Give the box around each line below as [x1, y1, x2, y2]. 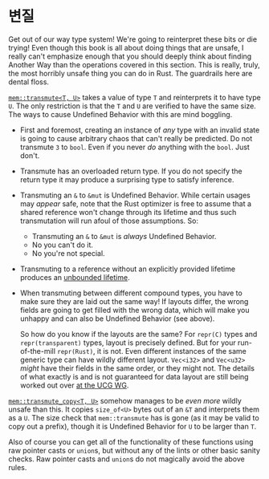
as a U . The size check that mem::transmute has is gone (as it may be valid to [8, 412, 259, 422]
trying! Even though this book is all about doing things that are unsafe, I [8, 43, 244, 52]
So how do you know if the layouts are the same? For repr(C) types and [19, 329, 258, 339]
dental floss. [8, 77, 50, 87]
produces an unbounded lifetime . [19, 272, 130, 282]
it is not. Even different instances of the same [96, 346, 247, 355]
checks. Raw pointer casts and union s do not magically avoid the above [8, 454, 245, 464]
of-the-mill [19, 346, 56, 355]
